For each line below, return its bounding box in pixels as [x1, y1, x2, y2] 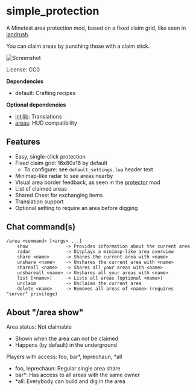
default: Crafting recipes [14, 89, 76, 96]
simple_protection [6, 4, 100, 18]
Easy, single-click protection [14, 153, 86, 160]
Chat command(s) [6, 222, 76, 232]
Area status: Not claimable [6, 323, 72, 330]
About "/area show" [6, 307, 84, 317]
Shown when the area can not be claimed [14, 335, 119, 343]
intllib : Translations [14, 113, 62, 120]
